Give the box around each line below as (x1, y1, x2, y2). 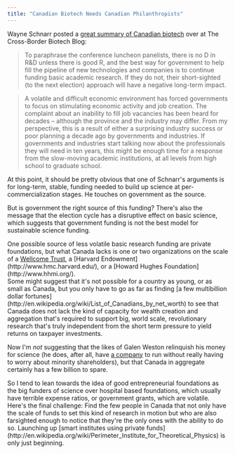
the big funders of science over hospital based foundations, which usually (7, 386, 221, 394)
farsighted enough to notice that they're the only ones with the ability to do (7, 416, 224, 424)
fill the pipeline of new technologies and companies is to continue (24, 65, 215, 74)
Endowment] (100, 254, 138, 263)
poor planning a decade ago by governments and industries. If (24, 131, 206, 140)
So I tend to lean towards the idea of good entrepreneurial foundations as (7, 379, 220, 387)
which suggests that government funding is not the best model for (7, 219, 199, 227)
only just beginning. (7, 439, 65, 447)
